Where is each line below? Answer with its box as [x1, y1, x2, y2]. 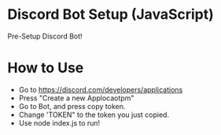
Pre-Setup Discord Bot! [7, 31, 83, 41]
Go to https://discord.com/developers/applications [18, 85, 183, 94]
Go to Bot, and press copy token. [18, 101, 126, 111]
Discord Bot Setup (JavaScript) [7, 5, 214, 24]
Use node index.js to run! [18, 118, 101, 127]
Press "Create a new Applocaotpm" [18, 93, 134, 103]
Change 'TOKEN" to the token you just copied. [18, 110, 170, 119]
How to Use [7, 59, 84, 77]
